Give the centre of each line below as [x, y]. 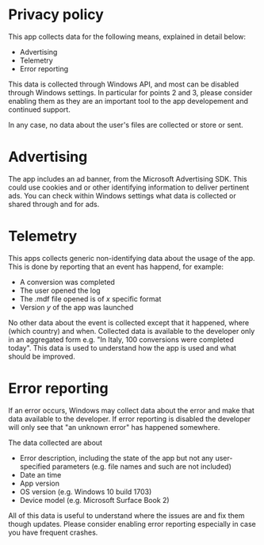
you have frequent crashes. [53, 532]
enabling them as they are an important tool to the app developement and [128, 101]
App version [40, 483]
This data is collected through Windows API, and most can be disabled [124, 84]
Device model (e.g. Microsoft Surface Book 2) [94, 500]
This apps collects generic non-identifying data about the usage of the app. [132, 258]
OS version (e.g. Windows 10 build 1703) [86, 491]
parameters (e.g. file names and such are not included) [142, 466]
